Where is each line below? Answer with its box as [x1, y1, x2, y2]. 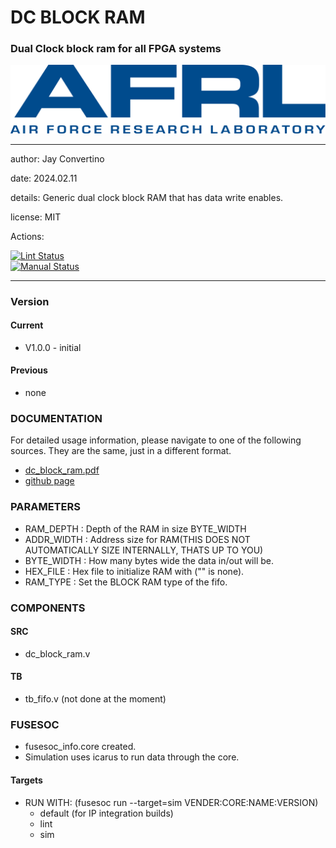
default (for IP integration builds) [39, 807, 174, 819]
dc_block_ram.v [24, 647, 91, 660]
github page [24, 475, 75, 487]
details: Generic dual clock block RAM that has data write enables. [10, 191, 284, 203]
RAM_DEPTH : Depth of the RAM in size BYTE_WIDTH [24, 522, 247, 535]
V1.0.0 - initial [24, 341, 82, 353]
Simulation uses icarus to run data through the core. [24, 751, 240, 763]
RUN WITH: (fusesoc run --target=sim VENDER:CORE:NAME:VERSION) [24, 796, 319, 808]
